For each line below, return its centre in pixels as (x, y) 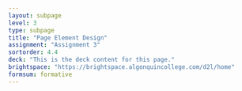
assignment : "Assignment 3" (55, 45)
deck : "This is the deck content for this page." (92, 60)
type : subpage (32, 30)
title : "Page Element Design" (58, 38)
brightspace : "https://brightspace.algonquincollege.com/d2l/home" (122, 67)
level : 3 (23, 23)
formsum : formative (40, 74)
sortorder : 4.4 (33, 52)
